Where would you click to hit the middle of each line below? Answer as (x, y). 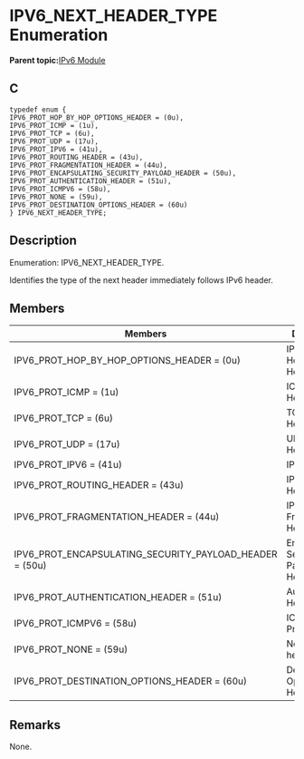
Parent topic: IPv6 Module (57, 60)
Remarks (35, 725)
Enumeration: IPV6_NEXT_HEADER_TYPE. (87, 262)
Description (43, 241)
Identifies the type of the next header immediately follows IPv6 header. (141, 280)
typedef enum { (38, 110)
